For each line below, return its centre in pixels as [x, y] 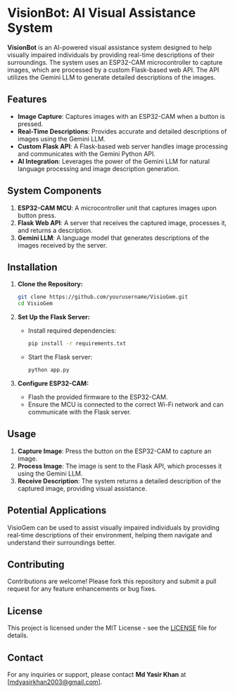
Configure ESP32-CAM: [53, 383]
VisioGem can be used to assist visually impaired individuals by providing [113, 527]
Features [27, 100]
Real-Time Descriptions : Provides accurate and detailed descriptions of [122, 131]
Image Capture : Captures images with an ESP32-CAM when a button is [121, 116]
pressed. [30, 124]
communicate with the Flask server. [80, 412]
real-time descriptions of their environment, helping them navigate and [110, 535]
